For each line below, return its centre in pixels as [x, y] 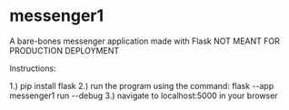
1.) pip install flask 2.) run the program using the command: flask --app [142, 85]
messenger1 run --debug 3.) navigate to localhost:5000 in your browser [144, 95]
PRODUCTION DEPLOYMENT [65, 50]
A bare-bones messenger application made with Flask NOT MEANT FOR [144, 41]
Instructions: [33, 68]
